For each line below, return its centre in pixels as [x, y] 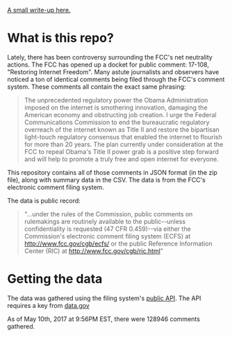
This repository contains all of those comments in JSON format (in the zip [112, 172]
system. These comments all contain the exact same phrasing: [97, 87]
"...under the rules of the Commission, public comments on [108, 214]
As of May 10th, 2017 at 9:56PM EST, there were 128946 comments [103, 319]
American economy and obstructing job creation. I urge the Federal [120, 114]
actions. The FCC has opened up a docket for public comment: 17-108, [108, 64]
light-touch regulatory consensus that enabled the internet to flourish [123, 137]
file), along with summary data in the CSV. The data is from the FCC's [107, 180]
